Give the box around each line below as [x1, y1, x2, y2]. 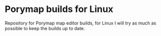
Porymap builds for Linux [5, 3, 114, 15]
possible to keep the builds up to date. [5, 25, 85, 31]
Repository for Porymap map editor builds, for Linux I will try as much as [5, 20, 156, 26]
